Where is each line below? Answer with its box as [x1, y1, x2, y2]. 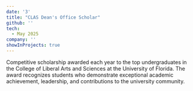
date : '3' [6, 8, 31, 15]
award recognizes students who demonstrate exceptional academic [6, 71, 174, 78]
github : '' [6, 20, 34, 26]
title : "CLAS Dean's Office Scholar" [6, 14, 101, 20]
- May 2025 [11, 31, 39, 37]
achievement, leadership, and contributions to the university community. [6, 77, 185, 84]
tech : [6, 25, 20, 32]
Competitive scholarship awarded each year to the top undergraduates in [6, 58, 187, 66]
